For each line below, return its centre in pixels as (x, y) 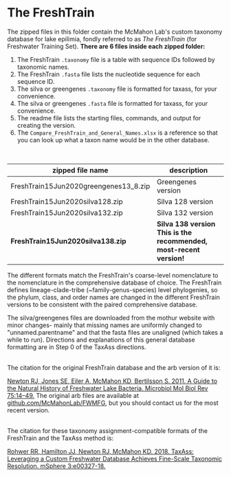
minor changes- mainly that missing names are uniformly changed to (104, 325)
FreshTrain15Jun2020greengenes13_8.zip (80, 186)
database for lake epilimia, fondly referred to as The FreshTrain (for (102, 38)
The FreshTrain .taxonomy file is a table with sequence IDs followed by (116, 59)
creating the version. (46, 125)
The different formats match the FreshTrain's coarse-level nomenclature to (113, 275)
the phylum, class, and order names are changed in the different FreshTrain (113, 297)
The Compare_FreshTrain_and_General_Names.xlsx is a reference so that (117, 133)
